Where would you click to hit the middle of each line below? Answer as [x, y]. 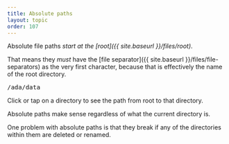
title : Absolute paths [40, 13]
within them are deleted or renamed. [59, 135]
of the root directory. [37, 74]
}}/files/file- [202, 60]
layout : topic [28, 20]
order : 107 [23, 26]
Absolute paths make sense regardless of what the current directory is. [109, 114]
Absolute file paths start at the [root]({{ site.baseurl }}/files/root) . [100, 46]
